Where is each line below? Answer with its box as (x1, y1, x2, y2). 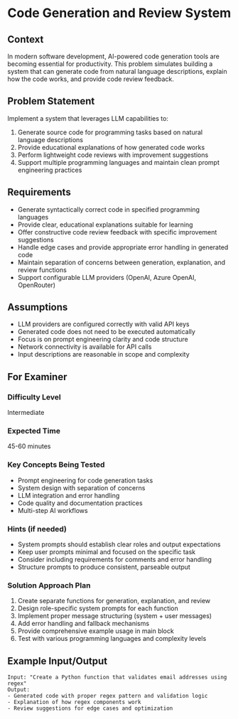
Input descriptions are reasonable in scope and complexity (17, 350, 190, 359)
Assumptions (7, 301, 68, 313)
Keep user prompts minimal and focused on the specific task (17, 548, 196, 556)
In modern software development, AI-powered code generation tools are (7, 52, 220, 60)
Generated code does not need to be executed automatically (17, 328, 195, 336)
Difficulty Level (7, 392, 62, 402)
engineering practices (17, 166, 82, 174)
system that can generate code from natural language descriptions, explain (7, 67, 227, 75)
